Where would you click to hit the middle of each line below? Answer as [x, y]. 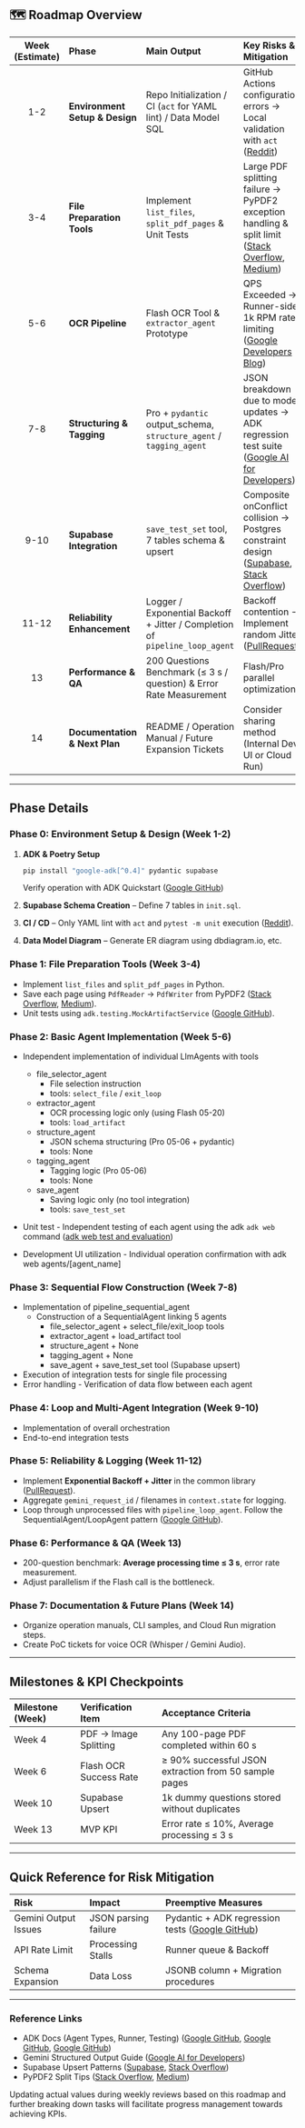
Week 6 [30, 1772]
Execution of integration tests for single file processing [125, 1374]
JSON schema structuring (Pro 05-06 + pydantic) [142, 1141]
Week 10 [33, 1803]
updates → [266, 412]
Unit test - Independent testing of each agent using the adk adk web [148, 1226]
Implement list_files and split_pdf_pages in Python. [123, 984]
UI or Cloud [268, 754]
